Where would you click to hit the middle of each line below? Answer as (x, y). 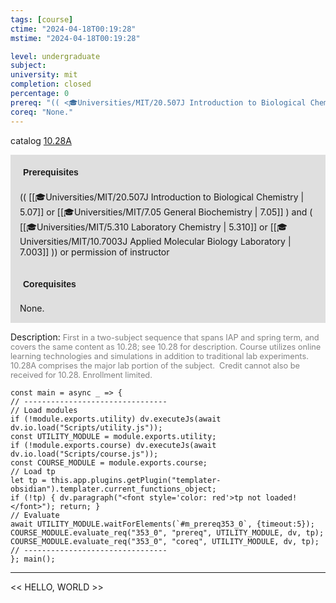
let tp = (28, 480)
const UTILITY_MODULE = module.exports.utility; (113, 436)
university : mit (44, 75)
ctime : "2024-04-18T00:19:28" (73, 29)
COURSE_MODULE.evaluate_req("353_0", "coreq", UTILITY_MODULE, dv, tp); (165, 541)
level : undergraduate (55, 56)
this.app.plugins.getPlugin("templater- (136, 480)
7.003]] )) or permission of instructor (94, 252)
